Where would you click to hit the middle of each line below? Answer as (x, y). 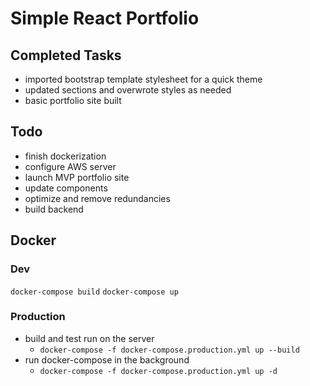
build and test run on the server (89, 338)
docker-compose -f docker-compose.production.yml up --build (169, 350)
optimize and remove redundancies (97, 198)
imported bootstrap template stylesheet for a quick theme (143, 79)
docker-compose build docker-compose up (94, 292)
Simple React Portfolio (105, 18)
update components (66, 188)
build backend (54, 209)
